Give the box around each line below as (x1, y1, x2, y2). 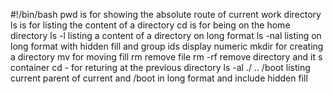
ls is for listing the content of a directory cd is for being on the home (10, 19, 291, 31)
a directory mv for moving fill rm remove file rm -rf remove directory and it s (10, 51, 323, 63)
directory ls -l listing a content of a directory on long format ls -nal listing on (10, 30, 322, 41)
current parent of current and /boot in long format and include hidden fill (10, 72, 308, 84)
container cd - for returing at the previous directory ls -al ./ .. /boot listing (10, 62, 311, 73)
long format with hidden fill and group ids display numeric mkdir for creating (10, 40, 324, 52)
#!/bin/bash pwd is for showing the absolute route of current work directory (10, 9, 322, 20)
